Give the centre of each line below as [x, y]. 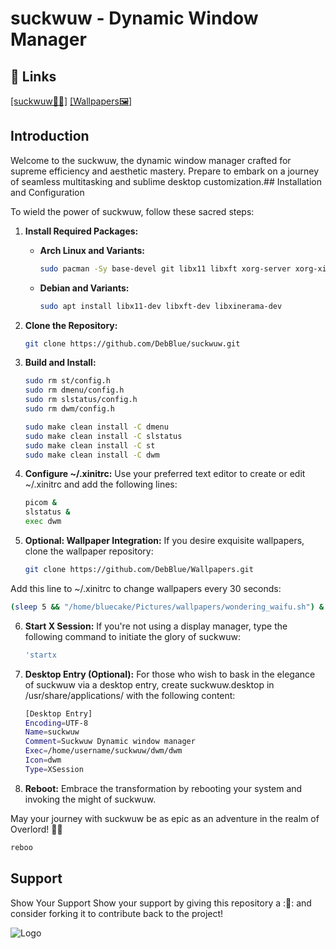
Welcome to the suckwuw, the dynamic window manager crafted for [151, 160]
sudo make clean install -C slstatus [103, 436]
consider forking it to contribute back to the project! [117, 913]
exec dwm [43, 522]
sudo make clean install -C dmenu [96, 427]
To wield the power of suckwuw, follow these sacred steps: [132, 211]
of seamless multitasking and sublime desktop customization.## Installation [166, 181]
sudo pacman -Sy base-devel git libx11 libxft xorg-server [165, 268]
